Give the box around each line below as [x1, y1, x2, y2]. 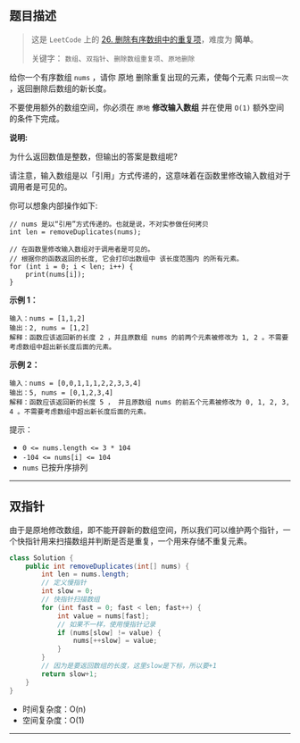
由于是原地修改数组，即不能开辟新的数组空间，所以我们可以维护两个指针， [9, 524, 283, 535]
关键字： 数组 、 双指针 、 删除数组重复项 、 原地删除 [30, 53, 196, 63]
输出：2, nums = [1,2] [9, 323, 90, 332]
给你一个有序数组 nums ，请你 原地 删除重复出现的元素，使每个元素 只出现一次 [9, 71, 288, 82]
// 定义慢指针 [41, 579, 87, 588]
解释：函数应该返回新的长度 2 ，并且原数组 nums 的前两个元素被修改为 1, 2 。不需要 [9, 333, 288, 342]
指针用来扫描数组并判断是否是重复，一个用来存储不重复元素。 [24, 535, 252, 547]
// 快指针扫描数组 [41, 595, 100, 604]
